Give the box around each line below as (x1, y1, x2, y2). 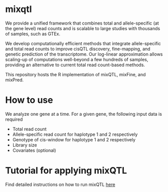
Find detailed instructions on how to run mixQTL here (5, 181, 116, 187)
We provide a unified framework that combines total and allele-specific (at (5, 20, 159, 26)
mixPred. (5, 77, 24, 83)
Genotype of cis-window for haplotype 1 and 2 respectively (12, 136, 136, 142)
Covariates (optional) (12, 147, 56, 153)
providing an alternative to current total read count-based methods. (5, 62, 145, 68)
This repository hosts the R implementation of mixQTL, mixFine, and (5, 71, 146, 77)
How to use (5, 94, 53, 106)
